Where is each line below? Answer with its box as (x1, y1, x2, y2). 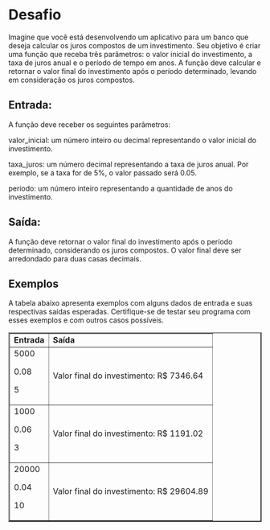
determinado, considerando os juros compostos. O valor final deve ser (8, 245, 242, 255)
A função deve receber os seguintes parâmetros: (8, 119, 171, 129)
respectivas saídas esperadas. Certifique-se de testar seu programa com (8, 307, 251, 317)
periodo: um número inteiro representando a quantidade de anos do (8, 183, 233, 193)
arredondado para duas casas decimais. (8, 253, 142, 263)
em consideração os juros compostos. (8, 75, 135, 84)
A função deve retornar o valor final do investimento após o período (8, 236, 233, 246)
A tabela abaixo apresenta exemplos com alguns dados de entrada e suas (8, 298, 253, 308)
